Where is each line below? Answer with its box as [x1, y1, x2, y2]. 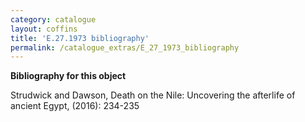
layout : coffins [10, 24, 78, 34]
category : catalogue [10, 14, 97, 25]
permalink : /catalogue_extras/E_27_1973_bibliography [10, 42, 240, 53]
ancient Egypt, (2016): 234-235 [10, 100, 140, 112]
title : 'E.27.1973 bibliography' [10, 33, 150, 43]
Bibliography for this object [10, 70, 127, 82]
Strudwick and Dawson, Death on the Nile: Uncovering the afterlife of [10, 89, 296, 101]
